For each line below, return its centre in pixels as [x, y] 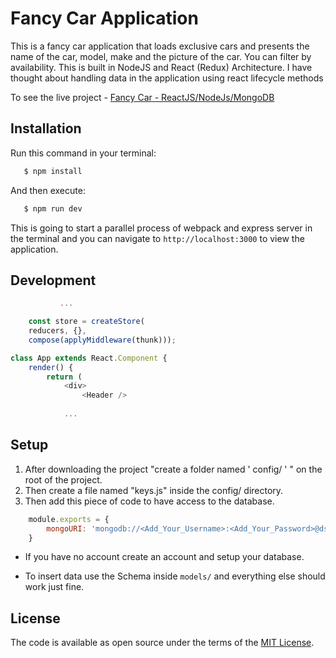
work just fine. [54, 587]
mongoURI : [66, 528]
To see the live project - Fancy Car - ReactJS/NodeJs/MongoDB [142, 97]
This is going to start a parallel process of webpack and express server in [161, 228]
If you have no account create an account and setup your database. [164, 557]
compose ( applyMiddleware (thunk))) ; [102, 340]
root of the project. [63, 479]
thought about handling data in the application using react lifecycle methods [167, 78]
